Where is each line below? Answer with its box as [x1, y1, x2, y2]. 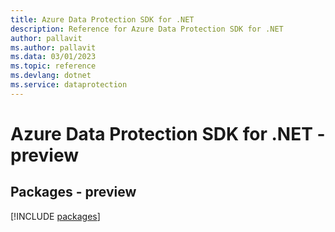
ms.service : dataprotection [10, 80, 128, 90]
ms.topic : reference [10, 61, 97, 71]
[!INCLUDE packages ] [10, 210, 101, 222]
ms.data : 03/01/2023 [10, 52, 97, 62]
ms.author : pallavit [10, 42, 97, 53]
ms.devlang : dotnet [10, 71, 92, 81]
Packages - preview [10, 184, 137, 201]
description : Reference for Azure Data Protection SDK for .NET [10, 24, 284, 34]
